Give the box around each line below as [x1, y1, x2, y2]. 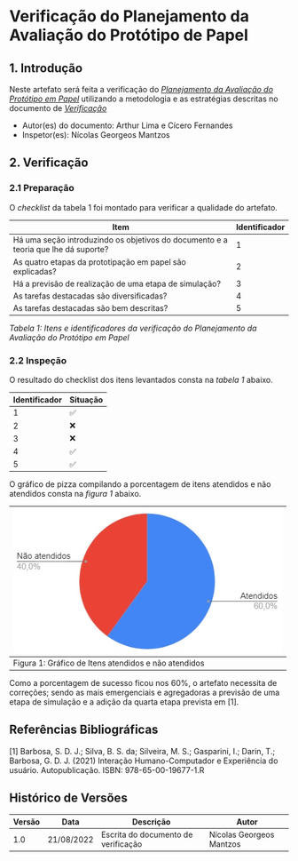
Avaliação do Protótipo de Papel [9, 25, 248, 45]
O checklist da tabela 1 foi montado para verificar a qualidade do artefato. [9, 202, 278, 212]
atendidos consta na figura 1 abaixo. [9, 489, 142, 499]
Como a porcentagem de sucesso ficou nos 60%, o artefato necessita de [9, 677, 278, 688]
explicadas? [12, 266, 57, 276]
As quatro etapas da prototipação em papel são [12, 256, 186, 267]
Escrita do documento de [100, 829, 193, 841]
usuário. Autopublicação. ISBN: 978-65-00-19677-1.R [9, 764, 205, 775]
